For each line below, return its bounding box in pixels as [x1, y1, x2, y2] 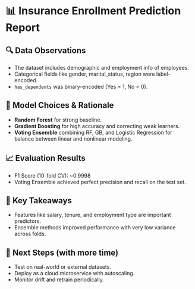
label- [156, 70, 171, 77]
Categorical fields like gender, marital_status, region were [14, 70, 155, 77]
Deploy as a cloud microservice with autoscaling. [14, 270, 135, 277]
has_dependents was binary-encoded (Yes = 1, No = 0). [14, 83, 148, 90]
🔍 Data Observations [5, 45, 86, 55]
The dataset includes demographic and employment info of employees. [14, 64, 190, 71]
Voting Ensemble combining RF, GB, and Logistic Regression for [14, 129, 173, 136]
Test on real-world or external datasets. [14, 263, 111, 271]
